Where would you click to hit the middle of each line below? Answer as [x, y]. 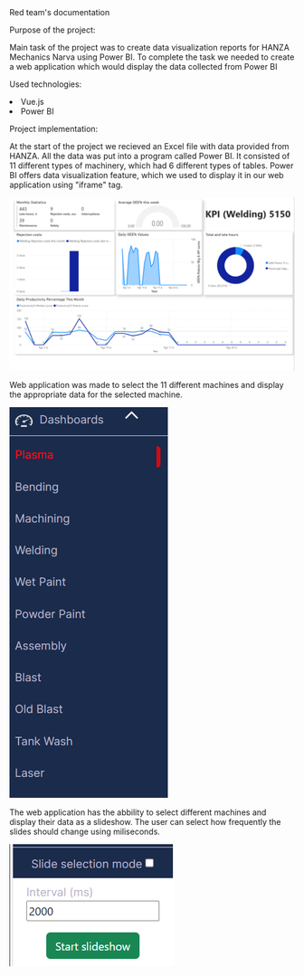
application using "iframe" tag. [66, 185]
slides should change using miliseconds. [85, 832]
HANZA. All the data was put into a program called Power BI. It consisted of [150, 156]
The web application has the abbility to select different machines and [138, 812]
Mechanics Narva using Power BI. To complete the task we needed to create [152, 57]
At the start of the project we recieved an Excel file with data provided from [149, 146]
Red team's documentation [60, 12]
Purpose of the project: [52, 30]
